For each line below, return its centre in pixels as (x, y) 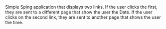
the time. (14, 22)
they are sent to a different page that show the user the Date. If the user (79, 12)
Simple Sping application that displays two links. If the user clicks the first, (82, 7)
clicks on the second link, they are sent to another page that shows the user (83, 17)
